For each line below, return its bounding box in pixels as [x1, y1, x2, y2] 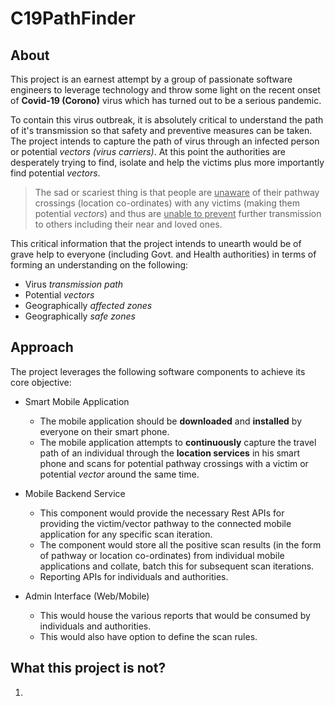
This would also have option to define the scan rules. [39, 630, 258, 642]
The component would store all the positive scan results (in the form [39, 538, 322, 551]
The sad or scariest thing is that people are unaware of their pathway [34, 187, 320, 198]
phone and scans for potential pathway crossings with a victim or [39, 457, 309, 469]
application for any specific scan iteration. [39, 528, 213, 540]
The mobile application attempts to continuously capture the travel [39, 436, 317, 448]
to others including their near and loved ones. [34, 218, 223, 230]
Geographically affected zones [24, 300, 153, 311]
